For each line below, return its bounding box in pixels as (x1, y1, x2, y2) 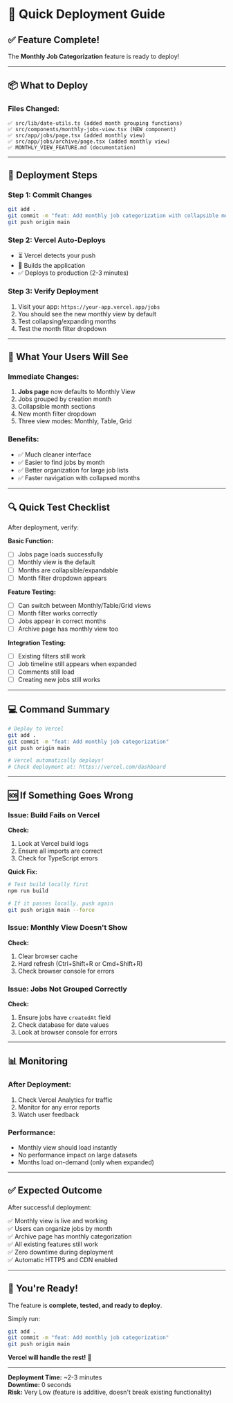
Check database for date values (17, 1020, 109, 1029)
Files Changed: (8, 104, 60, 114)
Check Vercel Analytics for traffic (17, 1096, 113, 1104)
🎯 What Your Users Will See (8, 350, 129, 363)
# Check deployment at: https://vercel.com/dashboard (8, 763, 167, 771)
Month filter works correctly (17, 609, 97, 617)
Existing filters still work (17, 652, 86, 660)
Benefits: (8, 434, 40, 444)
